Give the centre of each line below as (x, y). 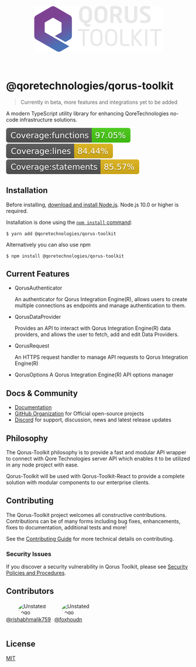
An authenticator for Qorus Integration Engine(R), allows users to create (101, 300)
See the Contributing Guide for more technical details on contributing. (90, 539)
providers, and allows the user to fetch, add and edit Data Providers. (97, 335)
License (21, 644)
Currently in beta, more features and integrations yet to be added (99, 102)
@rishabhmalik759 (29, 619)
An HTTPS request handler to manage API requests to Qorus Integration (101, 357)
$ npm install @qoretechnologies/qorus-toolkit (65, 256)
